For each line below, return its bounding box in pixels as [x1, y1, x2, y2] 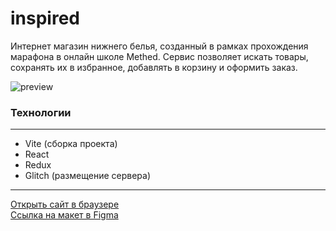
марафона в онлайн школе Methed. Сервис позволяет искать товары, [10, 50, 309, 62]
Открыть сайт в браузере [10, 198, 120, 211]
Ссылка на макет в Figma [10, 209, 119, 221]
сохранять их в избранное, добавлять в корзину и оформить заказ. [10, 61, 298, 73]
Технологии [10, 105, 72, 119]
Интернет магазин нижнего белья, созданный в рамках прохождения [10, 40, 309, 52]
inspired [10, 7, 80, 30]
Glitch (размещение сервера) [24, 170, 151, 182]
